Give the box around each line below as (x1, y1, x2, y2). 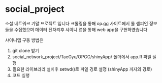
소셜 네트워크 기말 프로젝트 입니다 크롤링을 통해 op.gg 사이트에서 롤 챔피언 (5, 20, 148, 26)
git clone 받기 (12, 47, 39, 53)
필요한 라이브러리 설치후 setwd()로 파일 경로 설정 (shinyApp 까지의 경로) (12, 66, 152, 72)
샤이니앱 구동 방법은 (5, 37, 43, 43)
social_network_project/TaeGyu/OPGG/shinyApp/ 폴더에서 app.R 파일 (12, 53, 152, 60)
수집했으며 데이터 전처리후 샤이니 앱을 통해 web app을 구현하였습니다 (14, 26, 148, 33)
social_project (5, 3, 65, 15)
